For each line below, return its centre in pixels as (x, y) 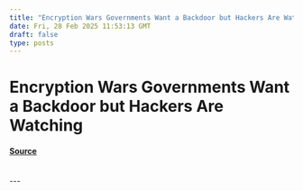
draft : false (34, 34)
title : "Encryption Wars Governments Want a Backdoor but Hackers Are (145, 18)
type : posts (32, 43)
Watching (46, 126)
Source (23, 151)
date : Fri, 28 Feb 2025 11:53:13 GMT (80, 26)
